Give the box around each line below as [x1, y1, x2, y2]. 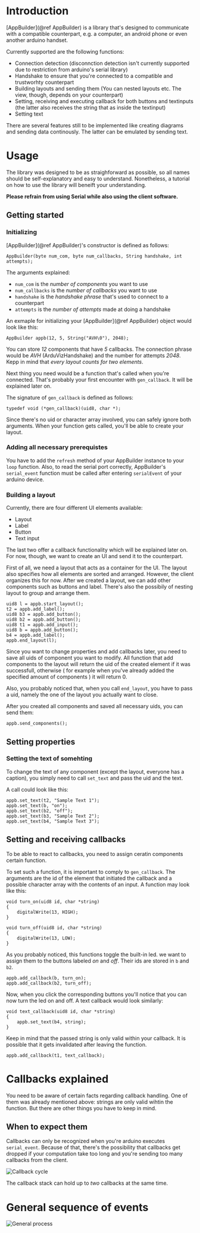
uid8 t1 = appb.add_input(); [6, 622, 79, 628]
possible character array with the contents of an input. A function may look [6, 880, 190, 888]
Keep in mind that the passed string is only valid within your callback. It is [6, 1035, 186, 1042]
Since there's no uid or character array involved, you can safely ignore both [6, 416, 192, 423]
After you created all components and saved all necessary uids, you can [6, 703, 183, 710]
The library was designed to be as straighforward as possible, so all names [6, 169, 190, 176]
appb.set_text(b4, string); [17, 1019, 86, 1025]
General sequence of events [6, 1200, 149, 1214]
